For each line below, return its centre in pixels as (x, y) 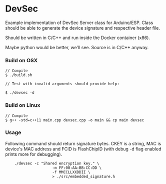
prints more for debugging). (34, 154)
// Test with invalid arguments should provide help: (62, 84)
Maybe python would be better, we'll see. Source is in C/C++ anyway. (77, 47)
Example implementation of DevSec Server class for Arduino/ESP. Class (79, 23)
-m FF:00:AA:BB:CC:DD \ (77, 168)
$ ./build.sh (19, 75)
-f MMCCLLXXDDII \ (71, 172)
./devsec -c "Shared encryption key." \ (57, 163)
